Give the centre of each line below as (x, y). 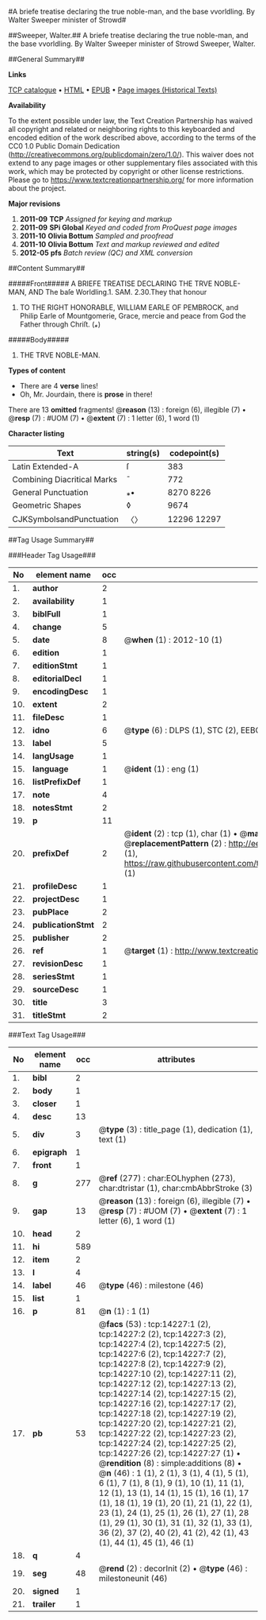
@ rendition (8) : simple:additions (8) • (170, 1463)
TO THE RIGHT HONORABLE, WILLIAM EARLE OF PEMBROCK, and (129, 307)
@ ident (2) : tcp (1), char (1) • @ (186, 833)
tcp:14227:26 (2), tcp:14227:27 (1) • (170, 1453)
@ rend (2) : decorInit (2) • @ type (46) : (173, 1568)
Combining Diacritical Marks (65, 479)
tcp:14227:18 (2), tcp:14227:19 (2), (167, 1413)
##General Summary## (46, 59)
